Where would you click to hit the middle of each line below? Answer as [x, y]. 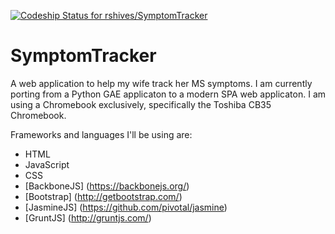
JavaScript [47, 164]
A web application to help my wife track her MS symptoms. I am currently [161, 83]
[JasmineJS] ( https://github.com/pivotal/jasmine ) [126, 207]
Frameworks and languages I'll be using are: [101, 134]
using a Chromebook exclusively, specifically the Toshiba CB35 [141, 104]
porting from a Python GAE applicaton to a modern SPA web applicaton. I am [168, 94]
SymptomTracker [83, 56]
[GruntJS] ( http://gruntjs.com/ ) [88, 217]
